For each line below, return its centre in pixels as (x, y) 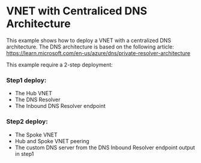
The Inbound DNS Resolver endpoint (60, 106)
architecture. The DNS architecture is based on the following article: (90, 47)
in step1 (24, 153)
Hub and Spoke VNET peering (52, 141)
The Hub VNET (34, 93)
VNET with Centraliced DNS (77, 11)
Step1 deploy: (26, 80)
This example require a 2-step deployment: (59, 65)
